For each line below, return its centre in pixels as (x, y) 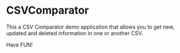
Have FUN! (20, 45)
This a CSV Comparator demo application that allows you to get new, (90, 27)
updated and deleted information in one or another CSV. (75, 33)
